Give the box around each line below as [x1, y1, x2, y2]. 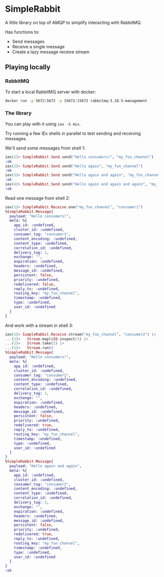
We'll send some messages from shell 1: [5, 145, 85, 151]
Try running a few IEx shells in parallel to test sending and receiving [5, 130, 141, 136]
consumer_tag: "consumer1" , [14, 232, 71, 237]
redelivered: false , [14, 282, 56, 287]
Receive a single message [12, 43, 65, 49]
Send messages [12, 38, 45, 44]
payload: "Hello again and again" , [9, 464, 82, 469]
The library [5, 110, 32, 117]
